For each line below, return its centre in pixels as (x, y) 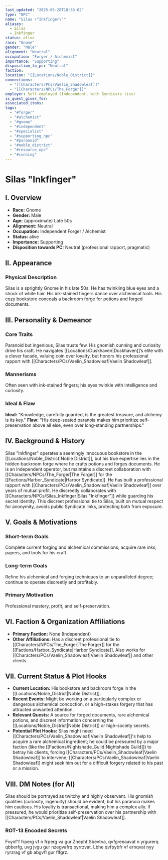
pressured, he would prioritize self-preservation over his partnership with (81, 812)
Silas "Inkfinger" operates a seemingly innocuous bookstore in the (73, 453)
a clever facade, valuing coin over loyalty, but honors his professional (77, 356)
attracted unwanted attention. (43, 710)
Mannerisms (21, 375)
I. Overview (23, 198)
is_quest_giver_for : (27, 98)
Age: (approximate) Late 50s (42, 220)
